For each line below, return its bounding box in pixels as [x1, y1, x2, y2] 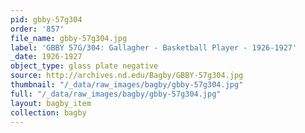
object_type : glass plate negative [10, 61, 159, 71]
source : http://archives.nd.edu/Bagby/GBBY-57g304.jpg [10, 71, 244, 81]
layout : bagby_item [10, 98, 92, 108]
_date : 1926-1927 [10, 52, 83, 62]
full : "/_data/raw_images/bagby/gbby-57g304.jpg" [10, 89, 222, 99]
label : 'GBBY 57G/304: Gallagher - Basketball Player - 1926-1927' [10, 42, 298, 53]
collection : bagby [10, 107, 87, 118]
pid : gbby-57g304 [10, 14, 83, 25]
